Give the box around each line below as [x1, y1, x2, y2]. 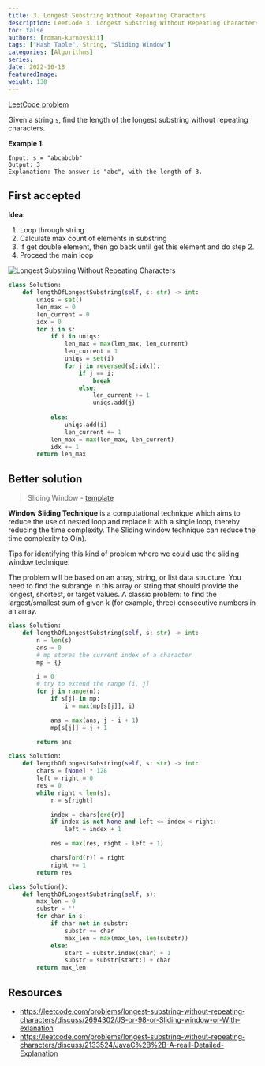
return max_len [36, 964, 87, 972]
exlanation [19, 1023, 54, 1033]
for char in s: [36, 913, 87, 920]
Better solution [8, 472, 83, 486]
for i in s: [36, 325, 77, 333]
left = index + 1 [64, 826, 122, 834]
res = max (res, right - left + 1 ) [50, 840, 164, 848]
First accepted [8, 189, 81, 202]
